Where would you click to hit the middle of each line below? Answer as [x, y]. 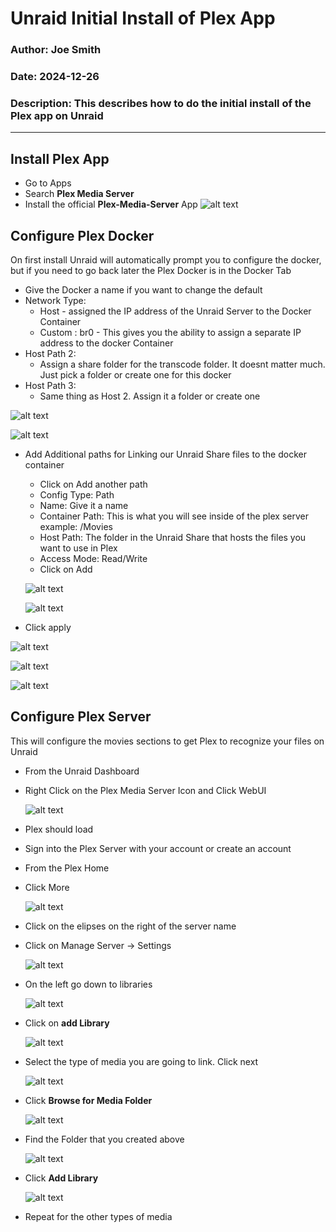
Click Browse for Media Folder [88, 1100]
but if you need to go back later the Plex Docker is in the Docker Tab [151, 270]
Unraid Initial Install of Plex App [143, 18]
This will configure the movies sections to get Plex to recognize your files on [167, 741]
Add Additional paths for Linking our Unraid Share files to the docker [165, 454]
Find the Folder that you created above [104, 1139]
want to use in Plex [78, 548]
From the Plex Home [67, 868]
